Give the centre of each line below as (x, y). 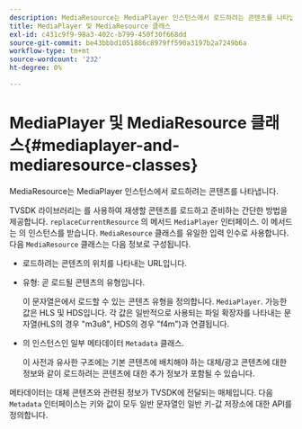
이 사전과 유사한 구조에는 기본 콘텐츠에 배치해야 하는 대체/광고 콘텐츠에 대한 (155, 362)
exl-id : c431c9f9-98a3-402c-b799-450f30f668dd (98, 34)
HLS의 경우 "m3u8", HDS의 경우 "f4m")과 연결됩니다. (135, 324)
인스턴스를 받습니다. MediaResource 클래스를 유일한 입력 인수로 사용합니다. (159, 232)
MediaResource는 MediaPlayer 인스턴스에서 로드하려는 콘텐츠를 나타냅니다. (144, 191)
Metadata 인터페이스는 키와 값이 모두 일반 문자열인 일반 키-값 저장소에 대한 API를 (151, 403)
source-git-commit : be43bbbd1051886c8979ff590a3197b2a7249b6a (128, 43)
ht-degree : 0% (36, 68)
